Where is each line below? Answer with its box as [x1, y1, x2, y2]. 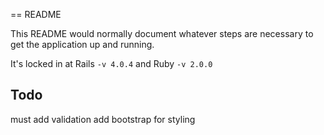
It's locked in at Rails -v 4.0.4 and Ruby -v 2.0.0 [10, 58, 213, 69]
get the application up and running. [10, 39, 155, 50]
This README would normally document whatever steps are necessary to [10, 28, 314, 39]
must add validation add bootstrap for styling [10, 113, 196, 125]
